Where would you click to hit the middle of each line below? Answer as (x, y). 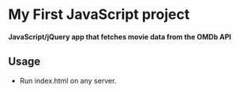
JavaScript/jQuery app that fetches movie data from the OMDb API (120, 36)
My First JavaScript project (99, 15)
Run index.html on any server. (68, 80)
